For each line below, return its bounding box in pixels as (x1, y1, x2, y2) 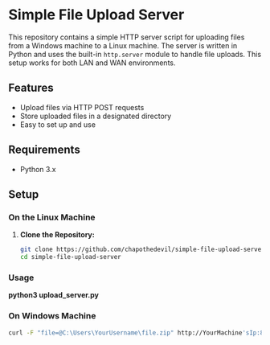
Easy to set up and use (19, 119, 96, 129)
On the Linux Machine (8, 212, 96, 223)
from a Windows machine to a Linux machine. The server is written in (8, 40, 238, 50)
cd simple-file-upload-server (19, 253, 122, 261)
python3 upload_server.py (8, 290, 99, 300)
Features (8, 81, 54, 95)
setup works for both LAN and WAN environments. (8, 58, 176, 68)
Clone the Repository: (19, 230, 95, 240)
